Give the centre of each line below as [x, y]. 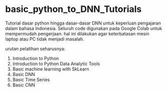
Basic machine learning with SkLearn [51, 69]
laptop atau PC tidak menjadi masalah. [45, 39]
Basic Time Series [31, 79]
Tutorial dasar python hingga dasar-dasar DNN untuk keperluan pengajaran [83, 23]
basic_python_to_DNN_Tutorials [73, 9]
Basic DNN [24, 74]
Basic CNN [24, 85]
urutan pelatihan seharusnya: [35, 48]
